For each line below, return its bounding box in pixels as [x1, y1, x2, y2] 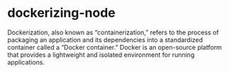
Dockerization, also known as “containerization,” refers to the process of [7, 28, 219, 36]
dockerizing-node [7, 5, 116, 21]
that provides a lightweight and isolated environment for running [7, 51, 195, 59]
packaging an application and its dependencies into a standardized [7, 35, 203, 44]
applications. [7, 58, 45, 66]
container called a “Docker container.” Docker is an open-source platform [7, 43, 222, 51]
